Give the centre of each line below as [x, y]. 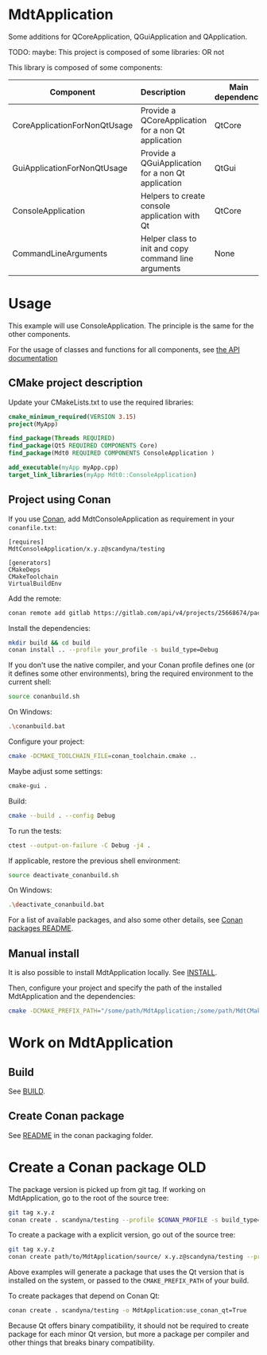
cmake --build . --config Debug [62, 815]
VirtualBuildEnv [35, 583]
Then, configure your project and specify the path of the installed [115, 988]
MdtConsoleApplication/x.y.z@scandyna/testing [87, 549]
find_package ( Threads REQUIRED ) [62, 439]
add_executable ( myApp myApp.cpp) [64, 468]
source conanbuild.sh [44, 697]
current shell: [30, 682]
